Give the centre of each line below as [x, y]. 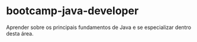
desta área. [20, 33]
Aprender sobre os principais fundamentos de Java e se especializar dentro [98, 27]
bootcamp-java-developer [72, 11]
